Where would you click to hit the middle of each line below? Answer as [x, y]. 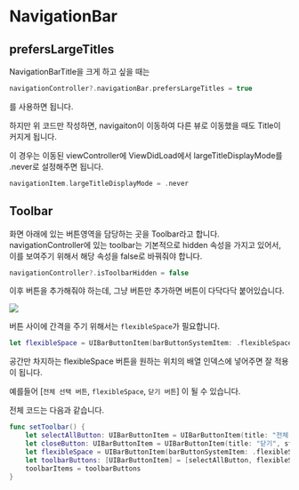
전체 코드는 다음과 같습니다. [57, 410]
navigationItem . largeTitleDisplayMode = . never [99, 183]
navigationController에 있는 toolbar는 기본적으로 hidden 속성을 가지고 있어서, [145, 245]
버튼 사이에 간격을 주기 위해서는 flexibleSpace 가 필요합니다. [115, 326]
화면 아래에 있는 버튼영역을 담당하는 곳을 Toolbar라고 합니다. [114, 234]
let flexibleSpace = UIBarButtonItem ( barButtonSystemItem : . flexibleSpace [151, 343]
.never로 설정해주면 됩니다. [57, 166]
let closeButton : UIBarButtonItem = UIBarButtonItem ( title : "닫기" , [153, 444]
